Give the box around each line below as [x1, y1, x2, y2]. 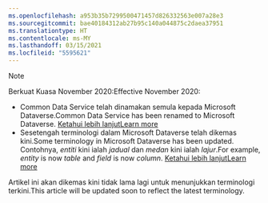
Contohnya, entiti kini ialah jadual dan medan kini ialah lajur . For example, [19, 145, 261, 154]
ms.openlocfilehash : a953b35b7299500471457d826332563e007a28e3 [8, 11, 224, 20]
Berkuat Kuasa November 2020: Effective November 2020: [8, 87, 201, 96]
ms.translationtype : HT [8, 26, 88, 35]
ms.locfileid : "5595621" [8, 49, 91, 57]
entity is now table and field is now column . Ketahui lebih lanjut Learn [19, 153, 246, 163]
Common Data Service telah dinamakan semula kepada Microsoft [19, 102, 236, 112]
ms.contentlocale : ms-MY [8, 34, 91, 43]
